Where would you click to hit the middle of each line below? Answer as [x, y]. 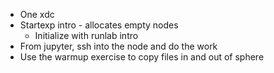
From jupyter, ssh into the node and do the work [118, 46]
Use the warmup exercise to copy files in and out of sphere [142, 57]
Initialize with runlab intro [86, 35]
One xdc [37, 14]
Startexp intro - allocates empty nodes [99, 25]
